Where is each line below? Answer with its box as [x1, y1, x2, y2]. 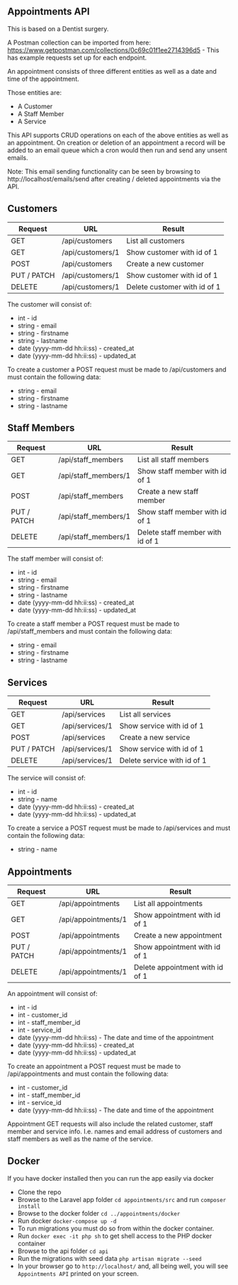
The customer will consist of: [7, 300, 92, 308]
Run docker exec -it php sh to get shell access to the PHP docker [17, 1231, 212, 1240]
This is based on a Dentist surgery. [7, 24, 109, 33]
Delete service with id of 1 [119, 756, 207, 765]
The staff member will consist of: [7, 554, 104, 563]
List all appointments [133, 899, 203, 909]
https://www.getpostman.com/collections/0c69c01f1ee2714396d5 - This [7, 45, 220, 54]
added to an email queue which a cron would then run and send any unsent [7, 145, 228, 155]
